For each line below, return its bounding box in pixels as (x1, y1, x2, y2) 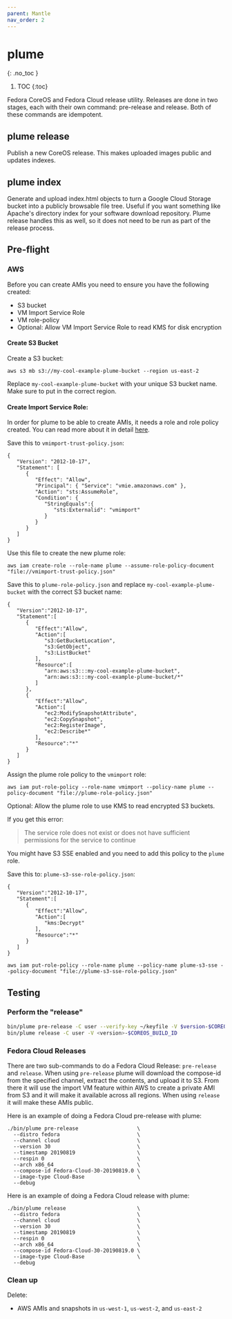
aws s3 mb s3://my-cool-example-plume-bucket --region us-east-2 (7, 367, 199, 374)
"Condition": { (35, 494, 79, 501)
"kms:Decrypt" (43, 920, 85, 927)
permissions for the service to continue (23, 836, 136, 845)
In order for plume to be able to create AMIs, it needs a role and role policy (7, 418, 219, 427)
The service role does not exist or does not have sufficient (23, 829, 191, 837)
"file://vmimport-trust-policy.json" (7, 568, 116, 575)
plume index (7, 176, 61, 188)
